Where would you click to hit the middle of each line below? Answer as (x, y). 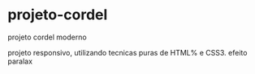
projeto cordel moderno (47, 37)
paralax (20, 61)
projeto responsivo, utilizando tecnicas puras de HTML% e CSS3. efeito (127, 52)
